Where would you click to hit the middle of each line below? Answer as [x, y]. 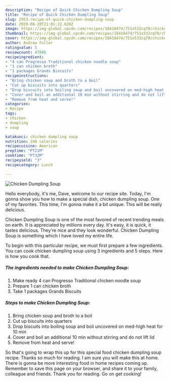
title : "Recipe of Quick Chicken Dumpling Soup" [57, 15]
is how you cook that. [28, 256]
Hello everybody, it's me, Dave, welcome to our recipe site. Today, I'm [78, 193]
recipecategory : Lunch [29, 165]
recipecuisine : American [31, 146]
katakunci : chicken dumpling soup [42, 137]
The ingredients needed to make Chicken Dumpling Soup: [67, 268]
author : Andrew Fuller [29, 43]
